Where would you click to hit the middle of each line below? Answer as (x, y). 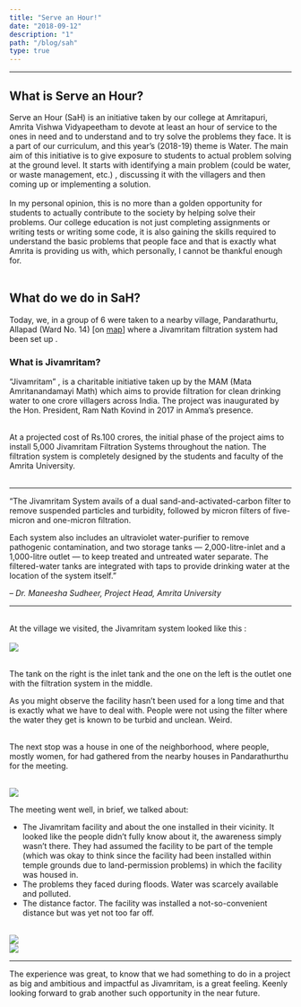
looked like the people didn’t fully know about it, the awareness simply (152, 836)
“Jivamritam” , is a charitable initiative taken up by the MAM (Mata (131, 381)
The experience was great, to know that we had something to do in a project (150, 974)
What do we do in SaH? (75, 298)
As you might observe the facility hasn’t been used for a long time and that (147, 701)
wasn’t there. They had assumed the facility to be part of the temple (147, 846)
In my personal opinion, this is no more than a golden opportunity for (136, 203)
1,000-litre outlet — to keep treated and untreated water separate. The (139, 556)
